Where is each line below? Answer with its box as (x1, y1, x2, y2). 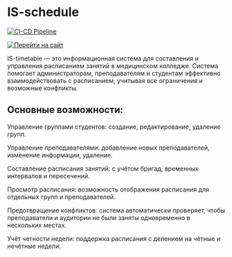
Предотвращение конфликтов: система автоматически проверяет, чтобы (7, 206, 226, 215)
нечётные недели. (7, 242, 61, 250)
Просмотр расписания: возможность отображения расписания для (7, 185, 210, 194)
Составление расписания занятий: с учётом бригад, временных (7, 164, 199, 173)
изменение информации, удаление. (7, 150, 113, 159)
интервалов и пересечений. (7, 171, 90, 180)
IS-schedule (7, 4, 79, 20)
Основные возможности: (7, 104, 124, 116)
